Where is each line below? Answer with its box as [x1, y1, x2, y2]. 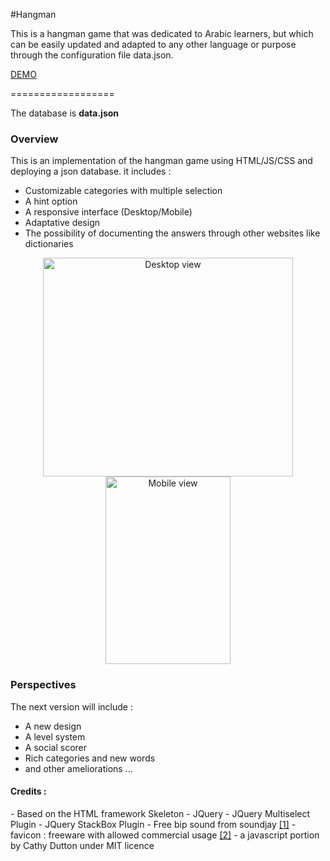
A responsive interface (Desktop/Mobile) [24, 206, 193, 218]
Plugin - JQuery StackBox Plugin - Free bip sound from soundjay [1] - [10, 818, 297, 830]
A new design [24, 720, 82, 732]
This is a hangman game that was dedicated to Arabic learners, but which [10, 28, 314, 39]
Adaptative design [24, 217, 101, 229]
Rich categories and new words [24, 752, 156, 764]
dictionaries [24, 238, 74, 250]
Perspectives [10, 678, 77, 692]
